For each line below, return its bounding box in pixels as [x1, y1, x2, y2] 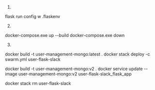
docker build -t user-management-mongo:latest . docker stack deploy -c [5, 51, 150, 57]
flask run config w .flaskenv [5, 14, 61, 19]
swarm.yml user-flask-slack [5, 56, 61, 62]
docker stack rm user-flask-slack [5, 80, 71, 86]
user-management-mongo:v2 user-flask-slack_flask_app [18, 71, 132, 77]
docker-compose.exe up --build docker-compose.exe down [5, 33, 125, 38]
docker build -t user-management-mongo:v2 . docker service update [5, 66, 143, 72]
